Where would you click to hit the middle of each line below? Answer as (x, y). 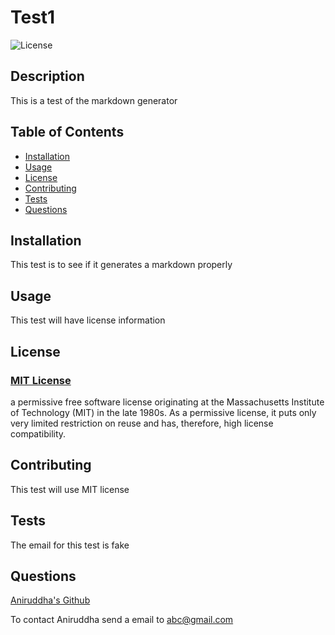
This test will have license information (88, 320)
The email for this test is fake (70, 545)
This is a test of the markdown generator (94, 100)
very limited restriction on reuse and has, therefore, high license (142, 423)
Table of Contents (67, 132)
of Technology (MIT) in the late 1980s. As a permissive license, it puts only (163, 412)
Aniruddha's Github (50, 600)
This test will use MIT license (70, 489)
